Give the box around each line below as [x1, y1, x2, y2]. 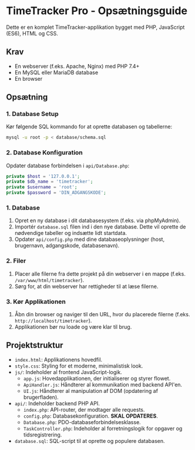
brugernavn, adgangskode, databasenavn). [14, 242, 120, 249]
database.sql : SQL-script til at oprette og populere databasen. [14, 437, 166, 444]
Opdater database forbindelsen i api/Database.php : [6, 162, 130, 169]
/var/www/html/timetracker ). [14, 276, 84, 283]
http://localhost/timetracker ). [14, 317, 92, 324]
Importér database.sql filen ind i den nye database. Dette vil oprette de [14, 223, 186, 230]
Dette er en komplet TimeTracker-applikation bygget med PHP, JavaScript [6, 24, 185, 31]
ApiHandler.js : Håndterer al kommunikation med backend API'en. [23, 381, 183, 388]
